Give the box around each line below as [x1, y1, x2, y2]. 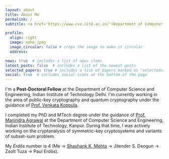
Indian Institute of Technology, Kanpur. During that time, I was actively [5, 123, 150, 129]
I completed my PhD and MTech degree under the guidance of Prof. [5, 112, 146, 118]
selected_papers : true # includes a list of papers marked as [5, 67, 138, 73]
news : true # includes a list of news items [5, 58, 102, 63]
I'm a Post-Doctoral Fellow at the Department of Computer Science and [5, 86, 155, 92]
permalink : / [5, 17, 33, 22]
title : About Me [5, 12, 39, 17]
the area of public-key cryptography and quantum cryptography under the [5, 97, 159, 103]
